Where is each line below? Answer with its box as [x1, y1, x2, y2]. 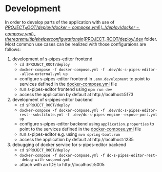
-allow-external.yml [19, 72, 61, 76]
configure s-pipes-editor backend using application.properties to [19, 121, 155, 126]
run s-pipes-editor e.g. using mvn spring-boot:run [19, 131, 121, 137]
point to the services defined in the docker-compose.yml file [19, 126, 142, 132]
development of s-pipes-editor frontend [12, 56, 93, 62]
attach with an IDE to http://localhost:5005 [19, 161, 105, 167]
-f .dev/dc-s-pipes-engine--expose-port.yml [65, 112, 158, 117]
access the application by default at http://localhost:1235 [19, 136, 134, 142]
